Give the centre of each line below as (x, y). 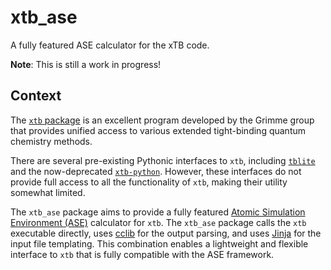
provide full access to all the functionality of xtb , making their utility (149, 182)
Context (36, 96)
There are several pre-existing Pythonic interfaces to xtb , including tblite (163, 160)
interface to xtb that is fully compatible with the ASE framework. (142, 254)
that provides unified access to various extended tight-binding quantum (158, 130)
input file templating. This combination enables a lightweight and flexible (159, 243)
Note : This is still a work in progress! (86, 64)
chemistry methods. (51, 141)
